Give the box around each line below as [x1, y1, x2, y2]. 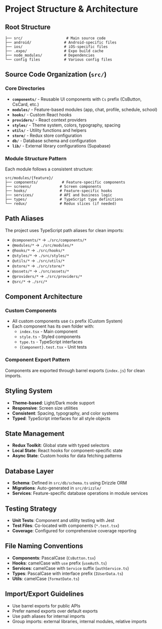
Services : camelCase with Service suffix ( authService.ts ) [12, 565, 129, 571]
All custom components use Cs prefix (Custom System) [12, 318, 123, 324]
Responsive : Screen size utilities [12, 405, 78, 411]
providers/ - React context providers [12, 117, 87, 123]
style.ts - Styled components [19, 334, 81, 340]
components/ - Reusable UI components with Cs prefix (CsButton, [12, 96, 142, 102]
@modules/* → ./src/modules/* [12, 242, 74, 248]
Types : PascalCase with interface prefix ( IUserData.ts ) [12, 570, 123, 576]
